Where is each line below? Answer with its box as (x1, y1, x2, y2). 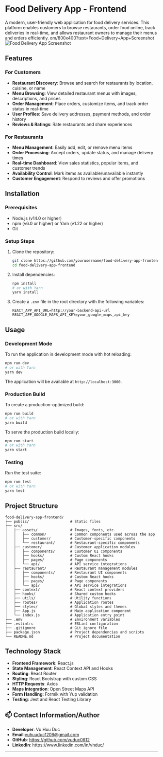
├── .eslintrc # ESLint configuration (5, 621, 118, 626)
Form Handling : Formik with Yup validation (12, 691, 98, 697)
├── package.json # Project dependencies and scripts (5, 630, 145, 634)
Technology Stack (5, 647, 61, 655)
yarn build (5, 420, 27, 425)
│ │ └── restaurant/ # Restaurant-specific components (5, 540, 140, 545)
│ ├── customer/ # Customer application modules (5, 544, 136, 549)
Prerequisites (5, 204, 37, 211)
